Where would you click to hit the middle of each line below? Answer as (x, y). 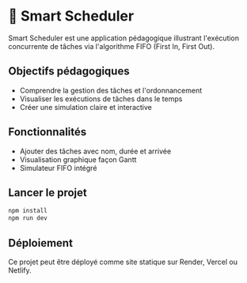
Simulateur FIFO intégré (58, 168)
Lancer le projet (47, 192)
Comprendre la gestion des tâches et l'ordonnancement (111, 90)
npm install (28, 211)
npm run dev (28, 218)
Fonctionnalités (47, 132)
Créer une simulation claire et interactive (85, 107)
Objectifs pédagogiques (69, 72)
